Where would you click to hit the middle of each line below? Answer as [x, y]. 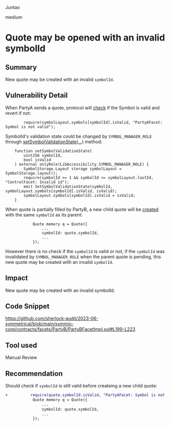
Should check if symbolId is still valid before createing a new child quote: [81, 386]
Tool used [21, 345]
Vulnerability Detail [36, 95]
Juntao [13, 7]
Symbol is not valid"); [31, 127]
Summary [21, 67]
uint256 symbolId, [43, 155]
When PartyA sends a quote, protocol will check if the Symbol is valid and [82, 108]
